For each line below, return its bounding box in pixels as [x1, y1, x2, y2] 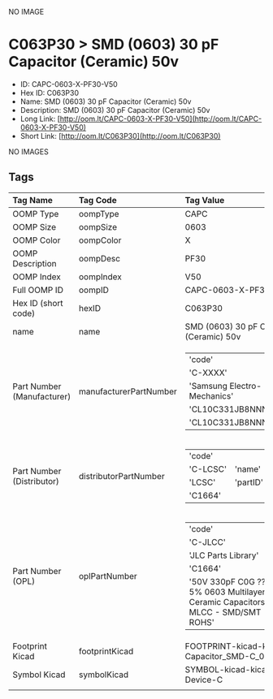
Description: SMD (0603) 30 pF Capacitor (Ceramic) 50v [19, 105, 210, 114]
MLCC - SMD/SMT [188, 606, 262, 618]
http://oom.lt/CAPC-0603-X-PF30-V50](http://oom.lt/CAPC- [59, 114, 262, 123]
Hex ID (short [12, 297, 63, 309]
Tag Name [12, 194, 53, 205]
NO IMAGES [8, 146, 49, 157]
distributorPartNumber [78, 470, 165, 481]
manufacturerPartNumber [78, 386, 177, 397]
